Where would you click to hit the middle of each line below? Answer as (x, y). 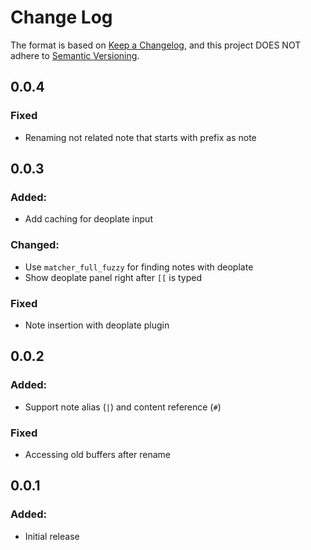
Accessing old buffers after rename (98, 454)
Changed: (35, 245)
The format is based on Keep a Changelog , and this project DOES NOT (156, 45)
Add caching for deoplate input (88, 219)
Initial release (52, 536)
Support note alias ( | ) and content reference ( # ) (123, 407)
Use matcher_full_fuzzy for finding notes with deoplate (139, 267)
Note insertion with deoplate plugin (97, 325)
